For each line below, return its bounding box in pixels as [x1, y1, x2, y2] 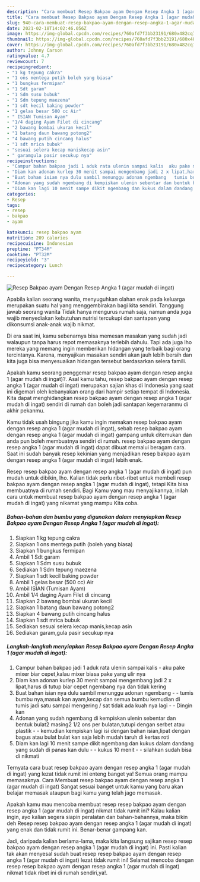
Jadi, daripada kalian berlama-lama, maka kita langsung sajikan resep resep [7, 837, 192, 845]
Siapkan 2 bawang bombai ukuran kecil [15, 597, 112, 604]
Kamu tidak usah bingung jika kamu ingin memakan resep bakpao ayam [7, 418, 182, 426]
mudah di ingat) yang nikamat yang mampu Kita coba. [7, 500, 139, 506]
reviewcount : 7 [7, 58, 45, 64]
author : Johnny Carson [7, 48, 63, 53]
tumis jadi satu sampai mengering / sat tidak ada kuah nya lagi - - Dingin [15, 702, 192, 709]
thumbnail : [7, 36, 34, 42]
